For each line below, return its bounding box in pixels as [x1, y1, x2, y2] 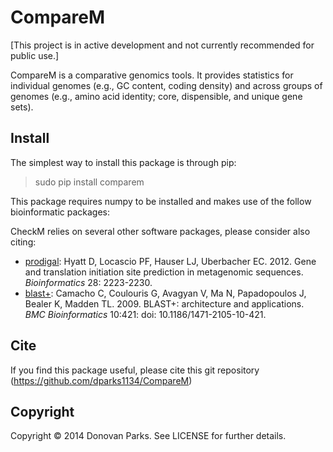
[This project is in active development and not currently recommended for [10, 39, 315, 51]
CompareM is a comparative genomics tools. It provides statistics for [10, 69, 294, 81]
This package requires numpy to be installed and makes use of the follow [10, 195, 312, 207]
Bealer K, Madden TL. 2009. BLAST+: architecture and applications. [24, 297, 305, 310]
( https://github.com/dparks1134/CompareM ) [10, 374, 193, 386]
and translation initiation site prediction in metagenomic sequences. [24, 266, 304, 278]
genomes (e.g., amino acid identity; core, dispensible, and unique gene [10, 90, 303, 102]
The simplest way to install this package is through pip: [10, 156, 237, 168]
